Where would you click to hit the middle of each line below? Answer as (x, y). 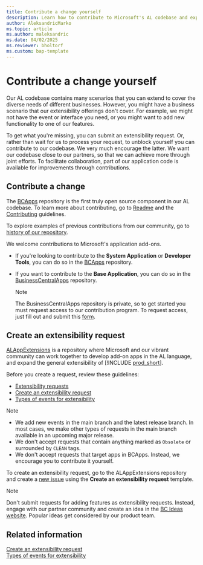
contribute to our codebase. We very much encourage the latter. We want (98, 148)
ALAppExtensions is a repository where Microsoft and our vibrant (88, 350)
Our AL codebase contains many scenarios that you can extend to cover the (101, 98)
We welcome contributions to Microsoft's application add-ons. (84, 244)
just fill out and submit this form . (55, 316)
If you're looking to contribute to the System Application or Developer (103, 255)
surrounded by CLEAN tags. (48, 448)
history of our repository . (37, 232)
